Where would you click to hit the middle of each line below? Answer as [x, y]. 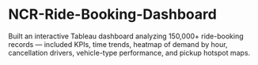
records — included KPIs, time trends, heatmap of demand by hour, [118, 44]
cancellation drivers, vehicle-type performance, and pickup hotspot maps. [129, 52]
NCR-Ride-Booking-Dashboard [113, 14]
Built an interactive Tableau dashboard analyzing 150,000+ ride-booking [126, 36]
